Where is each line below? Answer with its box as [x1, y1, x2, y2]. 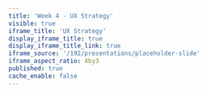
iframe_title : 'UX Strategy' [8, 27, 107, 35]
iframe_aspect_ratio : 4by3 [8, 57, 99, 66]
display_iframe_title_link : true [8, 42, 121, 50]
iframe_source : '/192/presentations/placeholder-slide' [8, 49, 201, 57]
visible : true [8, 19, 57, 27]
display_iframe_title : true [8, 34, 103, 43]
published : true [8, 65, 63, 73]
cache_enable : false [8, 72, 78, 80]
